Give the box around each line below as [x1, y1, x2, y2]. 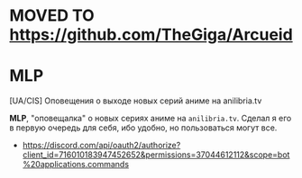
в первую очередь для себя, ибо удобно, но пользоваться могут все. [9, 122, 278, 133]
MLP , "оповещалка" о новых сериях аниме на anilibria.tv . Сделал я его [9, 113, 292, 124]
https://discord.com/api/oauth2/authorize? [22, 140, 181, 151]
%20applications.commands [22, 159, 129, 170]
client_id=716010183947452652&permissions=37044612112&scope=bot [22, 149, 290, 160]
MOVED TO [9, 5, 95, 26]
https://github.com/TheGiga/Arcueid [9, 24, 293, 45]
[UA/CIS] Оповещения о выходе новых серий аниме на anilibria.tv [9, 95, 262, 106]
